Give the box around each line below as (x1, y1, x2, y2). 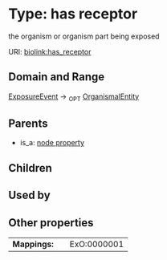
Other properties (8, 216, 94, 230)
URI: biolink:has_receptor (8, 47, 92, 56)
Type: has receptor (8, 5, 138, 23)
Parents (8, 116, 48, 130)
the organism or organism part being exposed (8, 31, 160, 41)
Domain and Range (8, 70, 105, 84)
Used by (8, 189, 51, 202)
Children (8, 161, 52, 175)
